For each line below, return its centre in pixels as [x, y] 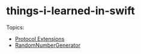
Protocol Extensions [40, 39]
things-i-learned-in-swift [70, 11]
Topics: [15, 27]
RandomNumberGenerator [48, 45]
